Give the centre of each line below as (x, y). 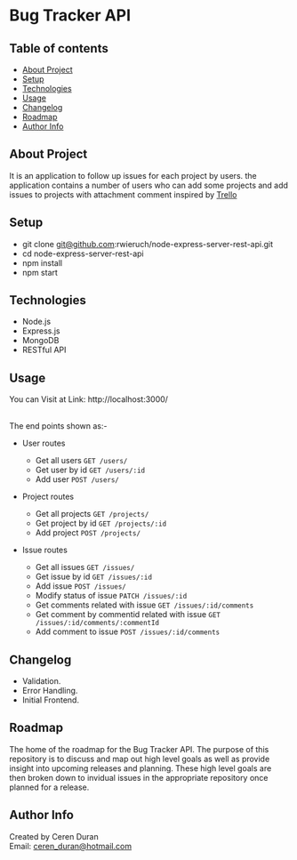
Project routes (48, 497)
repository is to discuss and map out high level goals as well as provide (140, 759)
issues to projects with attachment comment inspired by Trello (123, 194)
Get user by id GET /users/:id (90, 470)
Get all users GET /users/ (81, 461)
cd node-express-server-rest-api (83, 253)
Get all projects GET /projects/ (92, 514)
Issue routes (45, 550)
